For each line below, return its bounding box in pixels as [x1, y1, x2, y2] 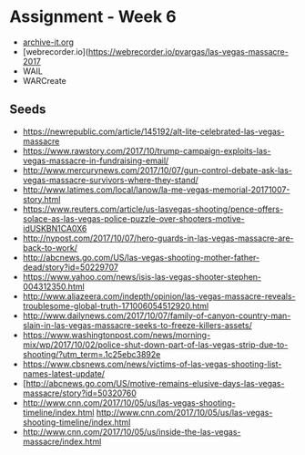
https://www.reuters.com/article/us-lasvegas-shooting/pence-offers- [22, 203, 284, 214]
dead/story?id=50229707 [22, 262, 118, 273]
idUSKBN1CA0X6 [22, 222, 87, 233]
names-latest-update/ [22, 367, 106, 379]
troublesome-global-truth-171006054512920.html [22, 300, 209, 311]
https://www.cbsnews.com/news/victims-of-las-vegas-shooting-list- [22, 358, 282, 369]
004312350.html [22, 281, 85, 292]
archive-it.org [22, 36, 75, 47]
